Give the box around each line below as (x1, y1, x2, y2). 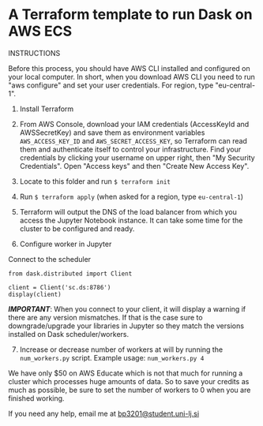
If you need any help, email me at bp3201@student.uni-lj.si (8, 409, 200, 418)
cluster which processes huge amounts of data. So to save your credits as (8, 376, 250, 386)
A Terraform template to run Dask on (8, 6, 253, 24)
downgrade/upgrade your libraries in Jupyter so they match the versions (8, 321, 245, 331)
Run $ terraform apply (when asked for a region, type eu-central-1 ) (19, 192, 243, 201)
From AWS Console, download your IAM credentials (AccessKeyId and (19, 119, 250, 129)
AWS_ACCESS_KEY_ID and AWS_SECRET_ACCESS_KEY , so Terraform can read (19, 136, 247, 145)
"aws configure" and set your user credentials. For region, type (8, 80, 214, 90)
